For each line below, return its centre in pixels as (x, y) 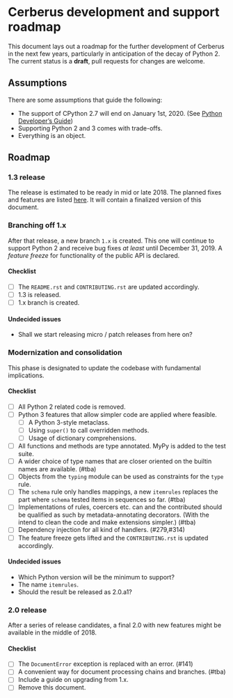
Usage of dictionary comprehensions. (82, 438)
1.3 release (27, 177)
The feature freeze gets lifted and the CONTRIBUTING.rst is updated (113, 538)
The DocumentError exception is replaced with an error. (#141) (105, 664)
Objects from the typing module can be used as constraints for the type (121, 477)
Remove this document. (52, 688)
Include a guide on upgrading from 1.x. (73, 680)
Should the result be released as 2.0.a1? (75, 592)
